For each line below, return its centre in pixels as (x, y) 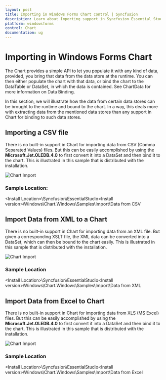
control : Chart (21, 28)
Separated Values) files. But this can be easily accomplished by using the (80, 150)
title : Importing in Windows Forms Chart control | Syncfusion (72, 14)
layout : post (19, 10)
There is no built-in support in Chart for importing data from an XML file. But (83, 231)
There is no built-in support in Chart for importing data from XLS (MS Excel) (82, 313)
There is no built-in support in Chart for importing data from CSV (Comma (80, 144)
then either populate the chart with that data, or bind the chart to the (75, 81)
